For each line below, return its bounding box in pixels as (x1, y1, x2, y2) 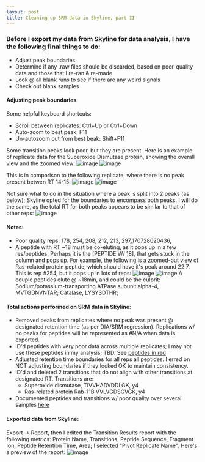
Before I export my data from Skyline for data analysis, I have (6, 35, 190, 43)
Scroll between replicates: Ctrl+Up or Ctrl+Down (15, 122, 138, 129)
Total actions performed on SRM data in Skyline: (6, 303, 132, 310)
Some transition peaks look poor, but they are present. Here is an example (6, 147, 193, 154)
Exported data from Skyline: (6, 415, 79, 422)
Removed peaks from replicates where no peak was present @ (15, 316, 173, 324)
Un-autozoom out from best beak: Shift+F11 (15, 135, 125, 142)
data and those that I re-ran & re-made (15, 69, 113, 76)
